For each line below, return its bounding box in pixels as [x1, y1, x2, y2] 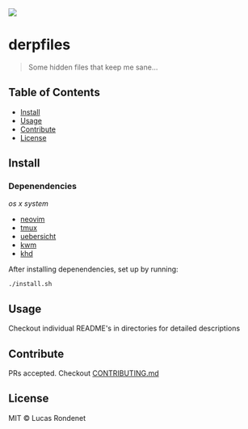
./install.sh [8, 280, 53, 288]
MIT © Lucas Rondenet [8, 413, 86, 423]
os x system [8, 199, 48, 208]
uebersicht [19, 232, 57, 242]
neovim [19, 214, 45, 225]
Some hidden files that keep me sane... [27, 62, 158, 72]
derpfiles [8, 36, 71, 54]
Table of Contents [8, 86, 101, 99]
